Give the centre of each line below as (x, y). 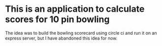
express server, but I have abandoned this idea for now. (61, 38)
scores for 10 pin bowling (57, 19)
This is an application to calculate (75, 9)
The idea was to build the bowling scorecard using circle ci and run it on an (81, 33)
